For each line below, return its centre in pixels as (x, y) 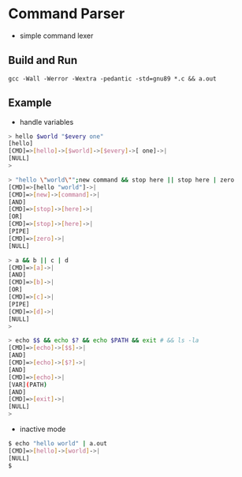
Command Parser (67, 14)
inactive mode (43, 429)
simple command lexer (56, 36)
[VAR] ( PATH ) (28, 385)
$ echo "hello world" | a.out (58, 444)
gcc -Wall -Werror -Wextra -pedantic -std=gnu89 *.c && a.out (112, 79)
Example (30, 103)
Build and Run (43, 60)
